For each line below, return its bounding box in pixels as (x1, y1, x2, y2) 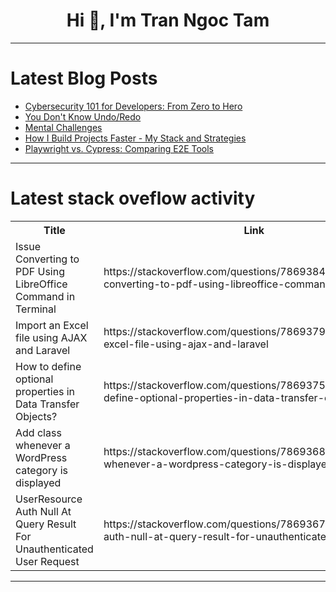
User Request (15, 554, 80, 568)
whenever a (15, 438, 71, 452)
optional (15, 372, 54, 386)
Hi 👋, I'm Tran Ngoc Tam (66, 9, 270, 32)
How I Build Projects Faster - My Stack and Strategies (24, 132, 247, 144)
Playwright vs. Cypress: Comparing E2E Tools (24, 142, 215, 154)
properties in (15, 384, 76, 398)
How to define (15, 359, 82, 373)
